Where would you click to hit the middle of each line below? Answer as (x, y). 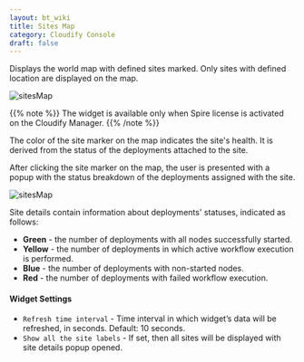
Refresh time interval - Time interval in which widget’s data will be (149, 319)
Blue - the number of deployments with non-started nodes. (133, 269)
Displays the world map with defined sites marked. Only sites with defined (148, 69)
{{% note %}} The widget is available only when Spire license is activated (147, 113)
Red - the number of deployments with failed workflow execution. (145, 278)
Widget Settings (41, 299)
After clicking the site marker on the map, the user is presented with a (140, 167)
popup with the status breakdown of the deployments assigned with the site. (152, 177)
